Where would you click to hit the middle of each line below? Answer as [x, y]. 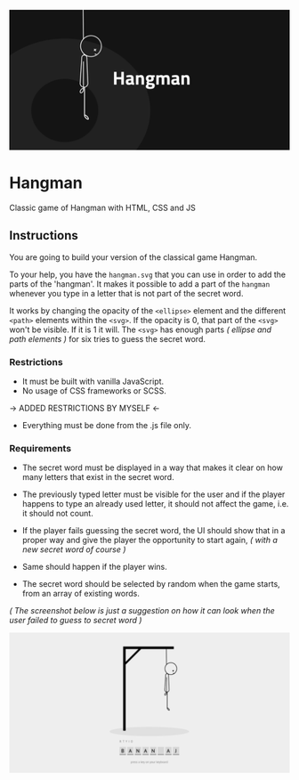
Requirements [40, 448]
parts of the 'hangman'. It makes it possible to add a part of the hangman [140, 284]
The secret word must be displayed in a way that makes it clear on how [152, 467]
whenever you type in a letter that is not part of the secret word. [126, 293]
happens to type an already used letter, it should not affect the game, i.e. [155, 504]
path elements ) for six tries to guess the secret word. [108, 338]
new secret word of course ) [74, 549]
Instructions [44, 236]
